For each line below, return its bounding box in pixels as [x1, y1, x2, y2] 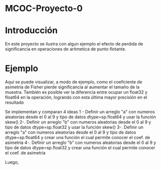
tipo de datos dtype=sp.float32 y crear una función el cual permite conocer [5, 145, 156, 151]
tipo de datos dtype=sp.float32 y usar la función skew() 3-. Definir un [5, 124, 144, 130]
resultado [5, 99, 24, 105]
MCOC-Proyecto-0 [5, 3, 83, 14]
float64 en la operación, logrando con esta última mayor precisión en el [5, 95, 147, 100]
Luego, [5, 159, 19, 165]
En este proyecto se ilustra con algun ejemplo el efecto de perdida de [5, 41, 144, 47]
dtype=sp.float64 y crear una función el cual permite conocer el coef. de [5, 135, 150, 141]
